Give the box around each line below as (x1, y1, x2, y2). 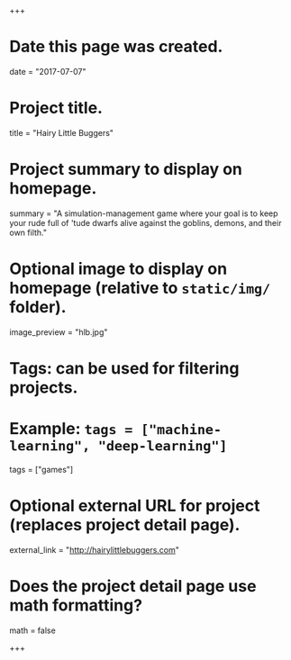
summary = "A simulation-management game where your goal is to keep (9, 208, 278, 219)
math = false (9, 625, 56, 636)
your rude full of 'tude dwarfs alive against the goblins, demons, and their (9, 217, 282, 228)
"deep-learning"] (97, 438, 228, 455)
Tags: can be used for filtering (9, 357, 240, 378)
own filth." (9, 227, 48, 238)
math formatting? (9, 595, 142, 615)
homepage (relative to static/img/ (9, 278, 271, 298)
